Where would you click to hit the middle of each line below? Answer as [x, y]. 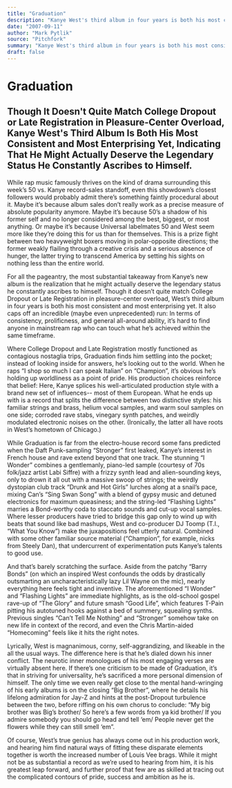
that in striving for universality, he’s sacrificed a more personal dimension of [115, 675]
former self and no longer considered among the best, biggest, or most [108, 219]
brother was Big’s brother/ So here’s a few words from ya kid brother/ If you [114, 712]
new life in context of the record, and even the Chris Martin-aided [100, 625]
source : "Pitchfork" [37, 39]
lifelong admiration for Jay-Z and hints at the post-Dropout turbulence [106, 697]
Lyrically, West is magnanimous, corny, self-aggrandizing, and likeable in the [116, 646]
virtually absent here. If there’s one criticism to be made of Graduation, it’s [112, 668]
